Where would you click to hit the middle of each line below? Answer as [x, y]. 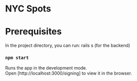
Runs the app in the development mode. [46, 68]
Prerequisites [34, 32]
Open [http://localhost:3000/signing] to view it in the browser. [68, 73]
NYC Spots [28, 9]
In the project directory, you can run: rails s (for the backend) [68, 45]
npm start [17, 58]
